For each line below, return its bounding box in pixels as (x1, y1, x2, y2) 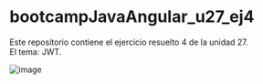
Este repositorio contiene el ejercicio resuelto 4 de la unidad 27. (9, 37, 248, 47)
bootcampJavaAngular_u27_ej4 (9, 6, 255, 27)
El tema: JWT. (9, 46, 62, 57)
